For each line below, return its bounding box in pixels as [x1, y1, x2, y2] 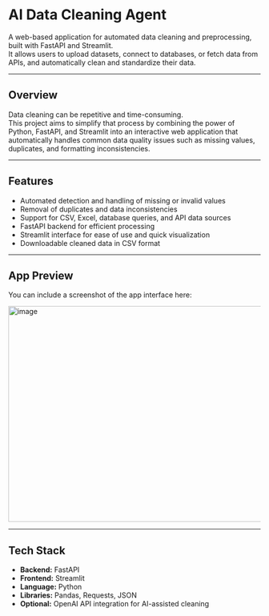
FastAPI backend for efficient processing [19, 221, 155, 231]
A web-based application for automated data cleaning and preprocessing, [8, 32, 252, 42]
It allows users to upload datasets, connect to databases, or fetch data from [8, 49, 259, 58]
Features [8, 175, 54, 188]
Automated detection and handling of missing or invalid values [19, 195, 226, 205]
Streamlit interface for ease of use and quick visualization [19, 230, 211, 240]
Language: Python [19, 582, 82, 592]
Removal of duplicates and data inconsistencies [19, 204, 178, 214]
